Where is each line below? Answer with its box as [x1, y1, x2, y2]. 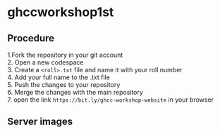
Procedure [7, 32, 55, 44]
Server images [7, 116, 73, 128]
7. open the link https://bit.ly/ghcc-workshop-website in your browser [7, 95, 214, 104]
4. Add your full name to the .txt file [7, 73, 111, 81]
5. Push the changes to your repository [7, 81, 121, 88]
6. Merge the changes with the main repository [7, 88, 143, 96]
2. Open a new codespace [7, 58, 84, 67]
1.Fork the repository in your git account [7, 51, 123, 59]
